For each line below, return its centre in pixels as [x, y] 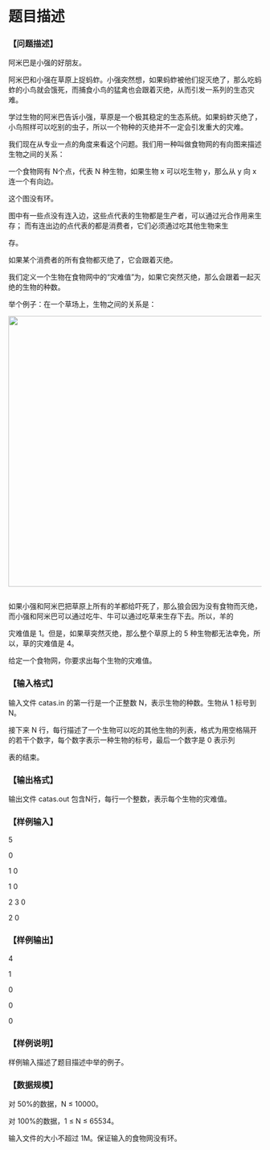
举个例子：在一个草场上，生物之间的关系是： [82, 304]
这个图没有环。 [33, 199]
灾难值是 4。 [57, 643]
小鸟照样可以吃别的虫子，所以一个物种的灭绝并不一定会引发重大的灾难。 [128, 127]
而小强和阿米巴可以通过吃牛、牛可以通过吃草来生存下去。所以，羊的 [121, 616]
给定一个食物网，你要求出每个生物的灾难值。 [82, 660]
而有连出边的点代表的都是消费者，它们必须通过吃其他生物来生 [126, 225]
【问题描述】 [33, 43]
